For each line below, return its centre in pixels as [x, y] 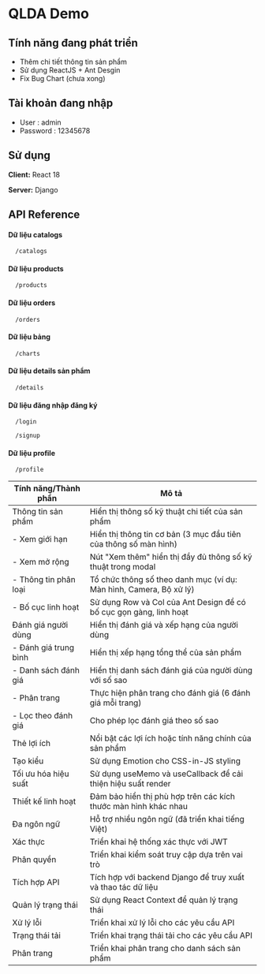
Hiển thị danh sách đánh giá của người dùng [171, 670]
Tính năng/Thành [47, 488]
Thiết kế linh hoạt [44, 801]
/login [26, 422]
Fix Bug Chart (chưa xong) [62, 78]
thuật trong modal [123, 567]
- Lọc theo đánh [43, 716]
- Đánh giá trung [43, 647]
